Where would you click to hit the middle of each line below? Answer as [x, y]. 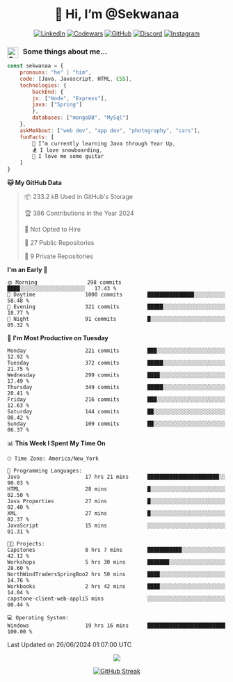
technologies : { [43, 85]
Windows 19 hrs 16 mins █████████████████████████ [116, 626]
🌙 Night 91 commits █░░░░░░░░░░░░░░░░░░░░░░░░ [116, 319]
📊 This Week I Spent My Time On [56, 443]
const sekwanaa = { [35, 66]
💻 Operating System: [38, 618]
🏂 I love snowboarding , [67, 150]
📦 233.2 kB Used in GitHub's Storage [79, 197]
